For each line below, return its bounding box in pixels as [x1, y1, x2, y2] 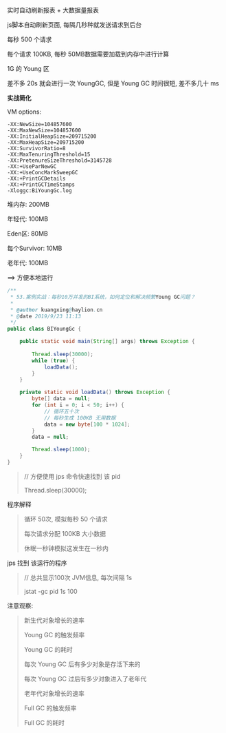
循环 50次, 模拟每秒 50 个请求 [23, 515, 108, 523]
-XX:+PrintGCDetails [7, 175, 67, 182]
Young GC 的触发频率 [23, 630, 85, 639]
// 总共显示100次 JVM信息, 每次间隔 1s [23, 573, 133, 581]
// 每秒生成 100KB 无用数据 [43, 414, 116, 422]
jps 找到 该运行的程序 [7, 559, 67, 567]
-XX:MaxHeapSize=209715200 [7, 139, 84, 146]
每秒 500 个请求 [7, 35, 52, 43]
